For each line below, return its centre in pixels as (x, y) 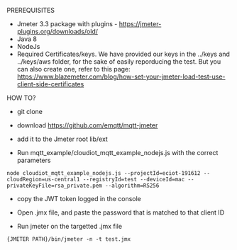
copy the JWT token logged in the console (79, 199)
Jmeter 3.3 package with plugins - (67, 24)
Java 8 (27, 39)
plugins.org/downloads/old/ (57, 32)
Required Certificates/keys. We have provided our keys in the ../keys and (123, 54)
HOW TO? (21, 98)
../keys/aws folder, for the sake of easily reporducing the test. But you (119, 62)
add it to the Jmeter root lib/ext (62, 139)
